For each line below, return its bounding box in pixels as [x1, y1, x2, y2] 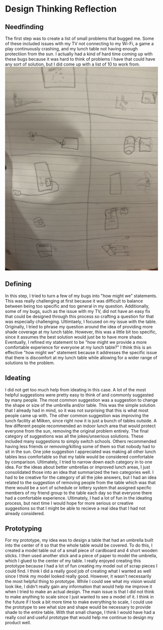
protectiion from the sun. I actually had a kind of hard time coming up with [5, 51, 153, 57]
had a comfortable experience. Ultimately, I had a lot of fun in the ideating [5, 495, 152, 501]
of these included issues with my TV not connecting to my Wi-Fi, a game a [5, 41, 154, 47]
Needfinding [5, 23, 44, 31]
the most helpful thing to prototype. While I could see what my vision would [5, 579, 156, 584]
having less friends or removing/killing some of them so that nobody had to [5, 443, 155, 449]
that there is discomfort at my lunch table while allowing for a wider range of [5, 355, 158, 360]
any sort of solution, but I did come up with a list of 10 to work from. [5, 62, 140, 67]
